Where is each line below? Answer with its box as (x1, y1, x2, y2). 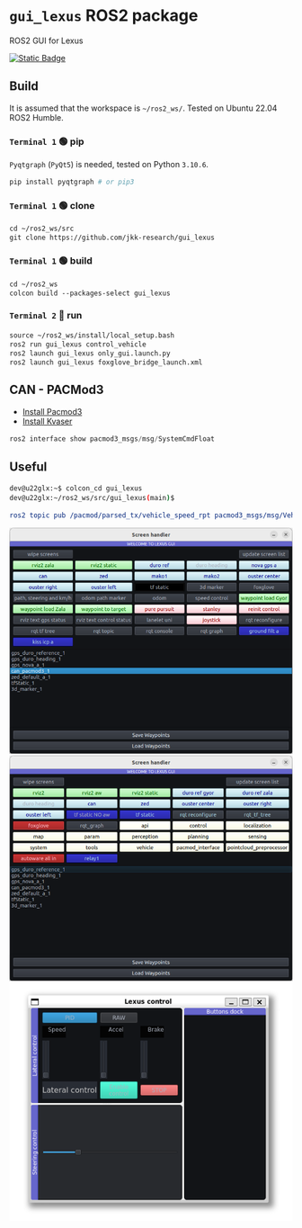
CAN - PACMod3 (9, 382, 104, 398)
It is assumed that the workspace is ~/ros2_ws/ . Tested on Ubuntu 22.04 (9, 103, 278, 113)
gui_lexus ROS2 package (9, 5, 199, 26)
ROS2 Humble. (9, 112, 65, 122)
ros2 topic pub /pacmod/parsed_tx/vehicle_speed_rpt (9, 511, 211, 520)
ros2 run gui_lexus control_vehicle (9, 339, 147, 349)
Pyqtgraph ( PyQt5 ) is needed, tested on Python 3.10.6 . (9, 159, 209, 170)
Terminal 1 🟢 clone (9, 199, 95, 211)
